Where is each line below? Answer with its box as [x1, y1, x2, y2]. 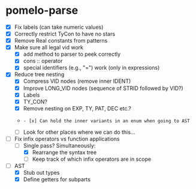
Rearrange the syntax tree [32, 148, 97, 156]
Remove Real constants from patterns [14, 37, 108, 44]
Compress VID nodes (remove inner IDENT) [23, 77, 131, 85]
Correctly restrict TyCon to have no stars [14, 31, 115, 37]
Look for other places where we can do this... [23, 128, 135, 136]
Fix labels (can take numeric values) [14, 23, 104, 31]
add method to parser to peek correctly [23, 50, 121, 58]
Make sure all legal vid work [14, 44, 84, 51]
